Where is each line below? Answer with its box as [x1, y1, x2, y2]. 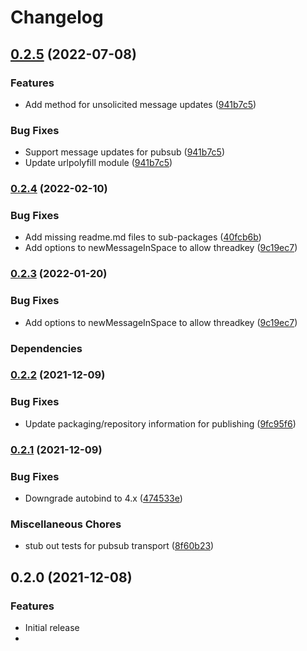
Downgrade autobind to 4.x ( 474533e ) [24, 492, 183, 504]
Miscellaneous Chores [10, 517, 122, 531]
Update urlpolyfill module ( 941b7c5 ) [24, 157, 173, 169]
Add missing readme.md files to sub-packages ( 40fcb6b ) [24, 231, 262, 243]
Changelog [10, 6, 104, 29]
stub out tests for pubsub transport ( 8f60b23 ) [24, 540, 215, 552]
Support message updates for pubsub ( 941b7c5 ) [24, 146, 225, 158]
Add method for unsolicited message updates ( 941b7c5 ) [24, 98, 257, 110]
